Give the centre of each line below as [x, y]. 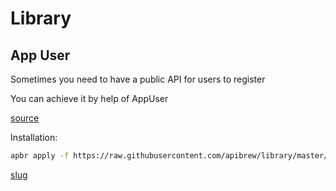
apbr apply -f [40, 156]
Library [41, 18]
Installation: [34, 137]
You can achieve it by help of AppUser [89, 98]
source [25, 118]
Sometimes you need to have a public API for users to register [138, 79]
